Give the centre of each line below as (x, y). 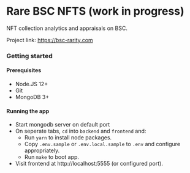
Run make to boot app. (52, 157)
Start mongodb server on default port (63, 125)
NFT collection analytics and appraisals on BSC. (67, 28)
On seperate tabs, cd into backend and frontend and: (81, 131)
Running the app (28, 111)
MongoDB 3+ (32, 97)
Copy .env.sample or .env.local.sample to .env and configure (102, 144)
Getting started (30, 56)
